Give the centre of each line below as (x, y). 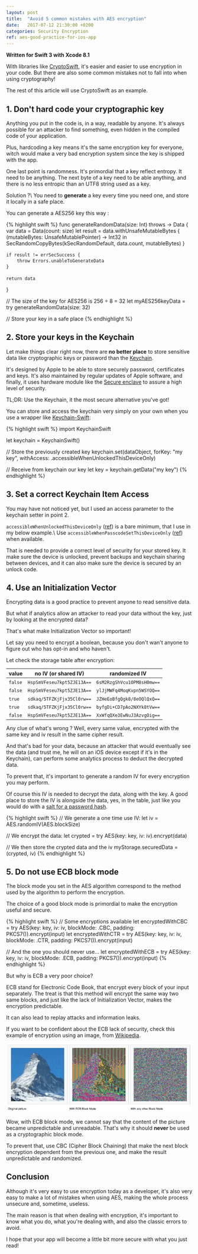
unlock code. (22, 569)
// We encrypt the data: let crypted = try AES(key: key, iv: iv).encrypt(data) (97, 835)
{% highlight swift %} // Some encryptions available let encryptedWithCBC (97, 922)
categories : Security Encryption (47, 31)
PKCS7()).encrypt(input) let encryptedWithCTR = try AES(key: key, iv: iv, (94, 934)
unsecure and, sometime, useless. (48, 1204)
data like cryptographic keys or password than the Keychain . (80, 358)
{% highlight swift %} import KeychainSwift (59, 429)
